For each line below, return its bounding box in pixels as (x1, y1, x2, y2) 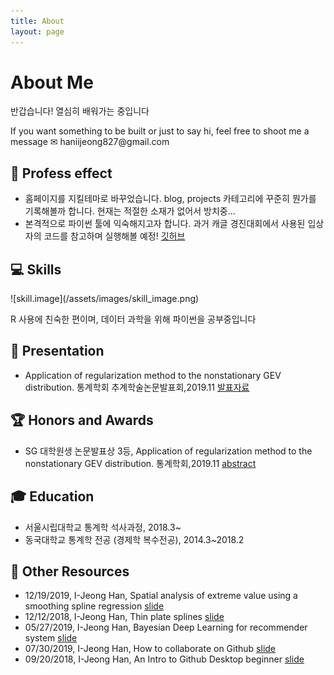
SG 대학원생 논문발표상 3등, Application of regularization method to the (24, 445, 313, 457)
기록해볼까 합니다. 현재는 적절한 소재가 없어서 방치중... (24, 205, 236, 217)
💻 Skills (10, 261, 62, 278)
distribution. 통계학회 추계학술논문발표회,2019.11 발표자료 (24, 381, 250, 393)
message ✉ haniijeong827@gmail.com (10, 136, 170, 148)
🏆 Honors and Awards (10, 412, 154, 429)
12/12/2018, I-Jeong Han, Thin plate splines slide (24, 611, 225, 623)
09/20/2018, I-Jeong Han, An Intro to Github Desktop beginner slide (24, 653, 305, 665)
